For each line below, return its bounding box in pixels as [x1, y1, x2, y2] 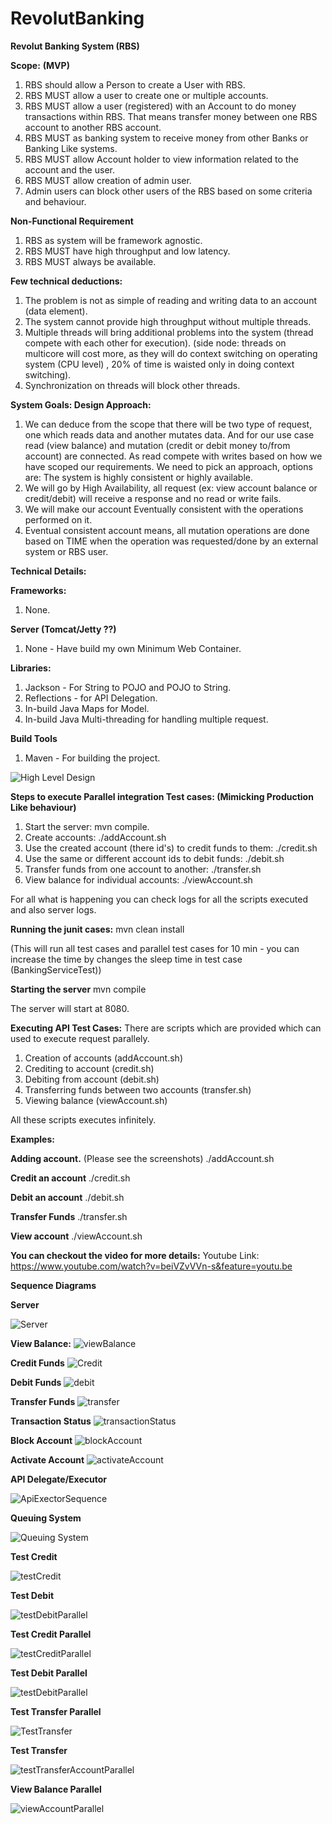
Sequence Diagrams [10, 1279, 97, 1291]
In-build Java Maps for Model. [24, 702, 150, 714]
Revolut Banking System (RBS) [10, 40, 140, 52]
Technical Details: [10, 565, 87, 577]
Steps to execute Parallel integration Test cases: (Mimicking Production [10, 790, 314, 802]
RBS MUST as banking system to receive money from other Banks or [24, 132, 309, 144]
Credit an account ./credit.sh [10, 1172, 131, 1184]
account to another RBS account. [24, 121, 162, 133]
